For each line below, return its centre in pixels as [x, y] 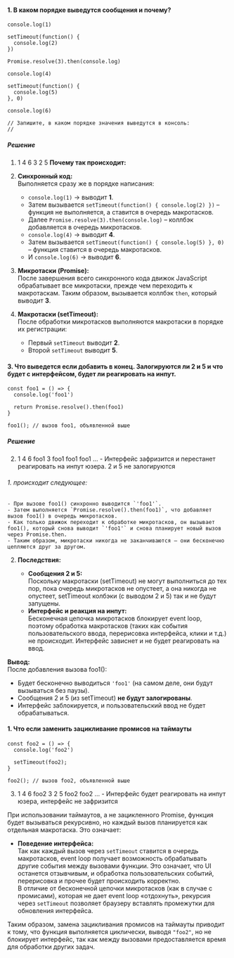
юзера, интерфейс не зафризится [67, 801]
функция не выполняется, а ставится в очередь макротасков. [121, 212]
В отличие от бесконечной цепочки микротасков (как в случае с [115, 888]
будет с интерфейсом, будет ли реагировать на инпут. [92, 373]
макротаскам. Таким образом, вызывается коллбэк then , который [117, 293]
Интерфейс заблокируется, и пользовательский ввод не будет [111, 705]
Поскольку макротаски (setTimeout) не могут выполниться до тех [127, 581]
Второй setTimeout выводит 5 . [73, 350]
